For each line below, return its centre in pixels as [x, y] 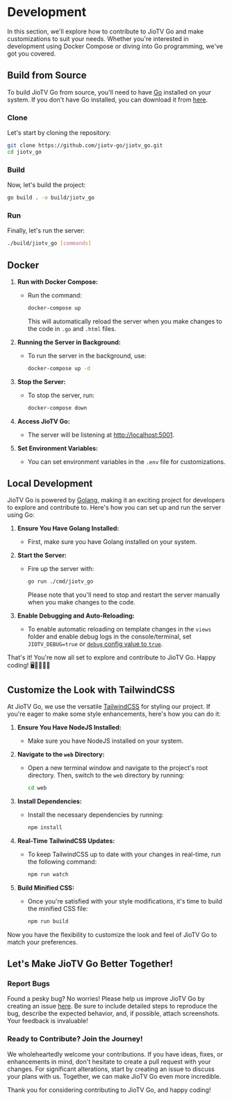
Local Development [50, 483]
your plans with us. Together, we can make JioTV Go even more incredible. [114, 1076]
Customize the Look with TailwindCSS [91, 690]
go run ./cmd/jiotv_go [60, 581]
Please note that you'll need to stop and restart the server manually [124, 595]
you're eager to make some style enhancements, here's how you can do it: [114, 714]
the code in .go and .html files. [72, 328]
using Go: [21, 515]
